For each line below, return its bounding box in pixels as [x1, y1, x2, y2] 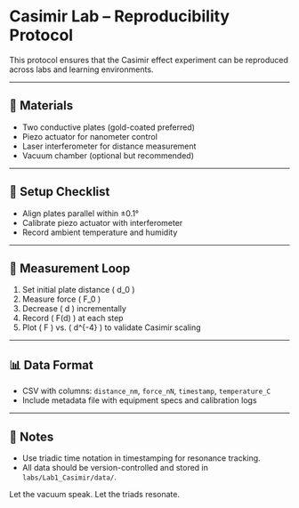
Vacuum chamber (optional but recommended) [21, 149, 194, 161]
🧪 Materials [9, 98, 74, 113]
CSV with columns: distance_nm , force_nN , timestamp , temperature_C [21, 385, 271, 397]
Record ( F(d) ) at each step [21, 313, 124, 324]
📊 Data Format [9, 358, 93, 373]
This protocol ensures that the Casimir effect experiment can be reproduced [9, 54, 289, 65]
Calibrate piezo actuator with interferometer [21, 217, 183, 228]
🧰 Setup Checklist [9, 184, 110, 199]
